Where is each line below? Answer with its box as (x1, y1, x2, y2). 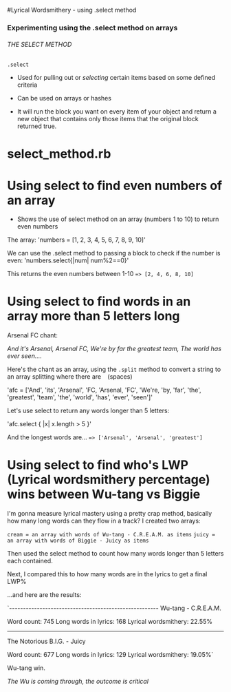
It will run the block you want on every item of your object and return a (16, 107, 217, 116)
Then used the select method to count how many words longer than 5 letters (7, 549, 224, 558)
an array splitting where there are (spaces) (7, 373, 133, 381)
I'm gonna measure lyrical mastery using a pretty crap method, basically (7, 510, 212, 518)
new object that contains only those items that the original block (16, 115, 199, 123)
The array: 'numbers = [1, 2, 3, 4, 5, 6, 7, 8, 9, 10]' (7, 235, 146, 244)
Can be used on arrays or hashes (16, 94, 112, 103)
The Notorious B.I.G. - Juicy (7, 637, 86, 646)
